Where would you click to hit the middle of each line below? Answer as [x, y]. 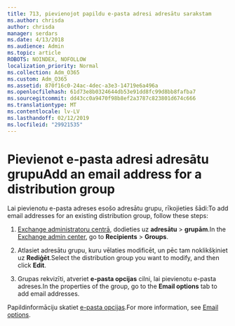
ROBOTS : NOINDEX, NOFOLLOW [47, 60]
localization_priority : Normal [53, 66]
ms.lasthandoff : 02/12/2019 [48, 118]
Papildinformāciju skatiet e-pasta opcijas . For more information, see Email [113, 307]
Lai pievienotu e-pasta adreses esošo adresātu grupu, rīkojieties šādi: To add [118, 208]
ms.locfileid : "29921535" [45, 124]
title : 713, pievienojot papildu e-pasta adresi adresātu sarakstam [109, 14]
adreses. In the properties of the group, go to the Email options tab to [117, 286]
